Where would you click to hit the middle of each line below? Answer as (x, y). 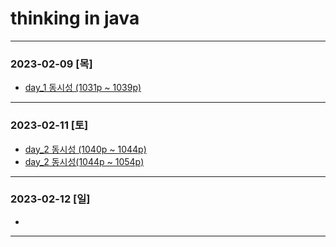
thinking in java (75, 18)
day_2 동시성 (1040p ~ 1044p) (85, 149)
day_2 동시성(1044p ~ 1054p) (84, 161)
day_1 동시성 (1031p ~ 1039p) (83, 88)
